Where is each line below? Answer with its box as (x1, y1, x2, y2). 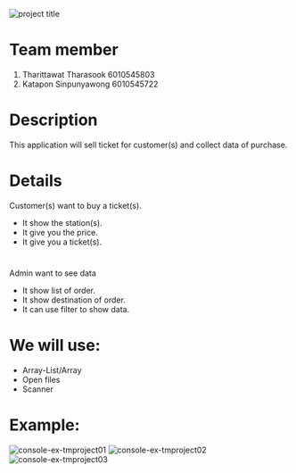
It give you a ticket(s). (21, 236, 103, 247)
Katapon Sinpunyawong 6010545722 (21, 79, 159, 89)
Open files (21, 374, 61, 385)
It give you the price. (21, 227, 98, 237)
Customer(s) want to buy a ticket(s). (9, 200, 143, 211)
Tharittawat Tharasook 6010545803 (21, 69, 155, 79)
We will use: (9, 336, 101, 356)
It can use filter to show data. (21, 304, 130, 314)
